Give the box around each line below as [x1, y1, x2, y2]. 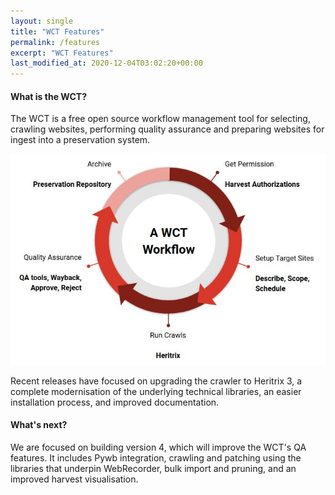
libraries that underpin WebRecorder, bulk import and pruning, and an [10, 462, 297, 474]
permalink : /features [10, 37, 101, 47]
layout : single [10, 16, 74, 26]
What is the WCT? [10, 90, 88, 102]
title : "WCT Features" [10, 26, 105, 37]
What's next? [10, 419, 68, 431]
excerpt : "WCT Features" [10, 48, 114, 58]
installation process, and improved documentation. [10, 396, 220, 408]
